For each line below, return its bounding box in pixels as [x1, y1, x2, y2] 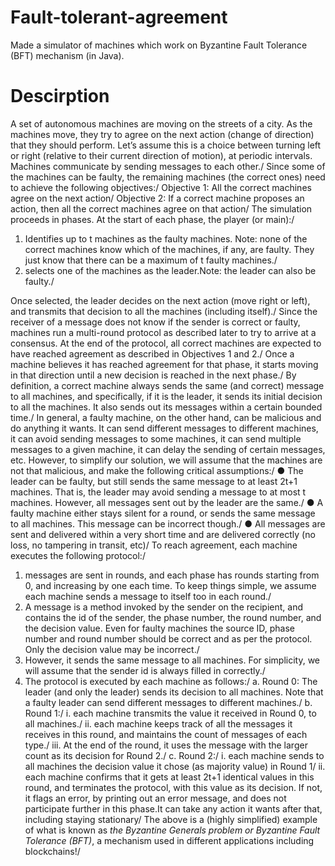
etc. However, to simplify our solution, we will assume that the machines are [10, 454, 323, 466]
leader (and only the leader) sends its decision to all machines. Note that [24, 686, 324, 698]
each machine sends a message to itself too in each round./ [24, 590, 272, 602]
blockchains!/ [24, 845, 81, 857]
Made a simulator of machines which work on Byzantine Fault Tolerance [10, 39, 308, 51]
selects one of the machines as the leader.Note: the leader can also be [24, 264, 317, 276]
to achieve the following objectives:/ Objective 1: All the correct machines [10, 181, 312, 193]
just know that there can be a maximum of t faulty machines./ [24, 254, 278, 266]
